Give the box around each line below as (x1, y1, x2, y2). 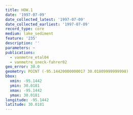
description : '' (5, 41, 40, 46)
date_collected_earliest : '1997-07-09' (5, 21, 90, 27)
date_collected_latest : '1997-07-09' (5, 17, 86, 22)
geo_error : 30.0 (5, 64, 40, 69)
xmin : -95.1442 (10, 78, 42, 83)
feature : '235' (5, 36, 38, 41)
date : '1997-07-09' (5, 12, 47, 17)
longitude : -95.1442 (5, 97, 49, 102)
